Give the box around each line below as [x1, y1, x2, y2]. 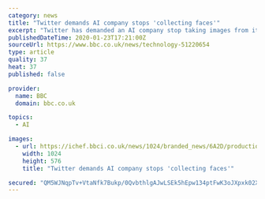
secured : [8, 178, 37, 186]
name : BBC [15, 92, 47, 99]
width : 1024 [22, 149, 62, 158]
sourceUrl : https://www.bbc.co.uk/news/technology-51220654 [8, 41, 211, 49]
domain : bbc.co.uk [15, 99, 77, 107]
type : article [8, 48, 55, 56]
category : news [8, 11, 58, 20]
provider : [8, 84, 41, 92]
